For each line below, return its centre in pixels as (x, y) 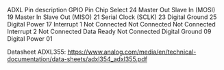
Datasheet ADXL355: (37, 52)
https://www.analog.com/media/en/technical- (132, 52)
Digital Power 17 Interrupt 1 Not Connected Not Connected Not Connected (111, 24)
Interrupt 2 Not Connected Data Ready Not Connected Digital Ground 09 (109, 31)
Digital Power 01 (30, 39)
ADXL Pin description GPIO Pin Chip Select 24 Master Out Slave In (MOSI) (111, 10)
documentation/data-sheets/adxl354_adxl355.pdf (77, 59)
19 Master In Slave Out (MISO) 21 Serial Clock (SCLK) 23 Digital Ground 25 (112, 17)
